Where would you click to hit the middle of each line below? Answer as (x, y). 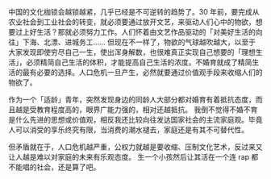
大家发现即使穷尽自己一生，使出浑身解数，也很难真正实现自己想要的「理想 (132, 52)
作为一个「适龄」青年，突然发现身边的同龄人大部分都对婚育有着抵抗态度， (132, 100)
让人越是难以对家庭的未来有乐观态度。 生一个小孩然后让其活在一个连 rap (129, 157)
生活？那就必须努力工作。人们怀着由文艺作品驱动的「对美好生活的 (146, 32)
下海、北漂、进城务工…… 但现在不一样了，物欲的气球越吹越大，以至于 (139, 42)
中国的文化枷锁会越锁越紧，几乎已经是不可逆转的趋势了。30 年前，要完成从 (134, 12)
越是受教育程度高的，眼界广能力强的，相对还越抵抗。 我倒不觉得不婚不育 (136, 110)
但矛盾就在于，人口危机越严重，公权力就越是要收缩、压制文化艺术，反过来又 (135, 147)
